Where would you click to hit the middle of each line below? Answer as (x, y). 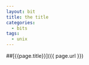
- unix (19, 39)
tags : (13, 34)
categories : (21, 22)
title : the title (27, 17)
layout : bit (21, 12)
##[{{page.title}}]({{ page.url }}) (45, 56)
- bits (19, 28)
